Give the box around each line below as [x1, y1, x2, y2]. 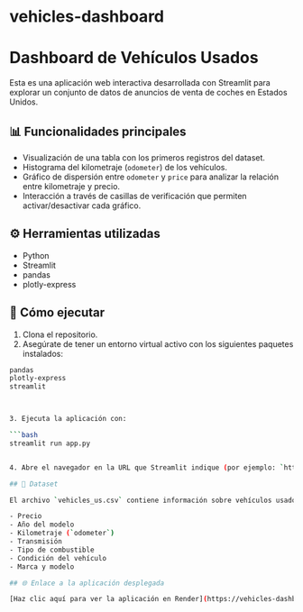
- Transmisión [9, 537, 63, 546]
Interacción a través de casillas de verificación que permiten [22, 190, 247, 201]
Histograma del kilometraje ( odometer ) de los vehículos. [22, 161, 228, 172]
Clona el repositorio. [22, 329, 98, 340]
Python [22, 250, 50, 260]
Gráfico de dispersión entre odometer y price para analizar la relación [22, 171, 280, 182]
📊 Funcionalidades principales [9, 123, 187, 139]
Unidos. [9, 96, 39, 107]
